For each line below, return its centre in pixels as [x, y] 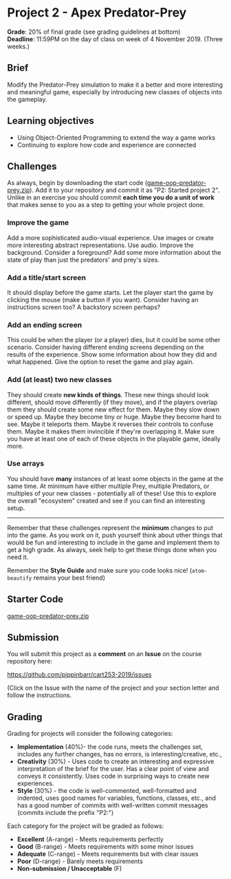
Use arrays [26, 464]
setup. [16, 508]
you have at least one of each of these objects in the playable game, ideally [114, 438]
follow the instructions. [40, 695]
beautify [20, 578]
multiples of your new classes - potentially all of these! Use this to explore [112, 493]
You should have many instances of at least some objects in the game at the [115, 478]
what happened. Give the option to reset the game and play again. [101, 362]
